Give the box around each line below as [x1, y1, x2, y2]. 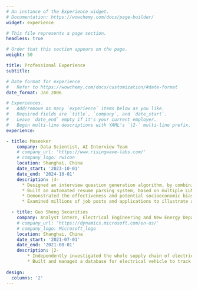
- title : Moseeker [6, 138, 51, 144]
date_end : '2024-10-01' [16, 171, 75, 177]
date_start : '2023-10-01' [16, 166, 81, 172]
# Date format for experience [6, 78, 81, 84]
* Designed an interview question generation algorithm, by [21, 182, 173, 188]
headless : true [6, 36, 44, 42]
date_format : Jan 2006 [6, 90, 62, 95]
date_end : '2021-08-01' [16, 242, 75, 248]
